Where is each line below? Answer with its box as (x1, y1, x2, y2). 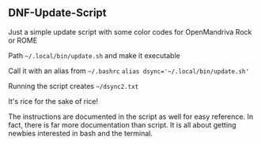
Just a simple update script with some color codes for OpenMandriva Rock (8, 27, 252, 36)
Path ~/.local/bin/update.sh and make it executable (8, 50, 180, 60)
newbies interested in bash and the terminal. (8, 128, 153, 138)
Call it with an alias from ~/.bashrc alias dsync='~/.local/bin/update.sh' (8, 66, 250, 76)
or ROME (8, 35, 38, 45)
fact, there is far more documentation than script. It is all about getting (8, 120, 236, 129)
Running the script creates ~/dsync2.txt (8, 81, 139, 90)
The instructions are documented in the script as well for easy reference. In (8, 112, 254, 121)
